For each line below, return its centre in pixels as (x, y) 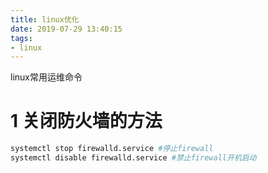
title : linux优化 (45, 19)
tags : (21, 38)
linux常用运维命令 (46, 77)
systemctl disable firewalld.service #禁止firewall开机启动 (133, 158)
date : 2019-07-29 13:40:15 (66, 29)
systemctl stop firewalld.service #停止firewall (112, 149)
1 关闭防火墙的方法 (86, 121)
